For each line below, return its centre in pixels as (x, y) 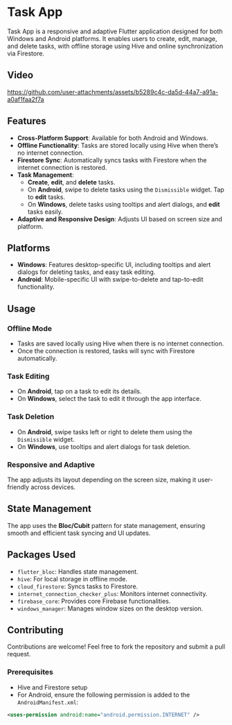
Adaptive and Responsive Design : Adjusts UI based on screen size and (120, 219)
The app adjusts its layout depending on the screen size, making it (102, 479)
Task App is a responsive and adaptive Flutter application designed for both (115, 31)
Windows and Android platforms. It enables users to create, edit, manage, (112, 38)
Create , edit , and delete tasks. (71, 182)
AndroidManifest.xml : (47, 702)
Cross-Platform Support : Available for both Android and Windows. (113, 138)
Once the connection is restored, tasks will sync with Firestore (106, 351)
